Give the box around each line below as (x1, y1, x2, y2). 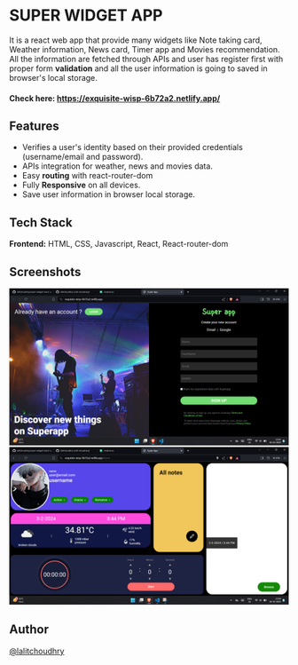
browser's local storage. (9, 72, 98, 83)
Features (9, 118, 59, 133)
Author (9, 622, 49, 637)
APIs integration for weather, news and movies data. (21, 161, 213, 171)
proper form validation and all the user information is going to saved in (9, 63, 268, 74)
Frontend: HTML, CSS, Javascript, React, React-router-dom (9, 239, 229, 249)
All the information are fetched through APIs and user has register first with (9, 53, 284, 64)
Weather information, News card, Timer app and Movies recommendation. (9, 44, 281, 54)
